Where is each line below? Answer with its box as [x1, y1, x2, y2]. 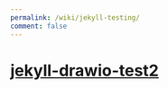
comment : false [10, 22, 68, 31]
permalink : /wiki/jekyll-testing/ [10, 13, 141, 22]
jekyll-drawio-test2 [10, 60, 159, 81]
